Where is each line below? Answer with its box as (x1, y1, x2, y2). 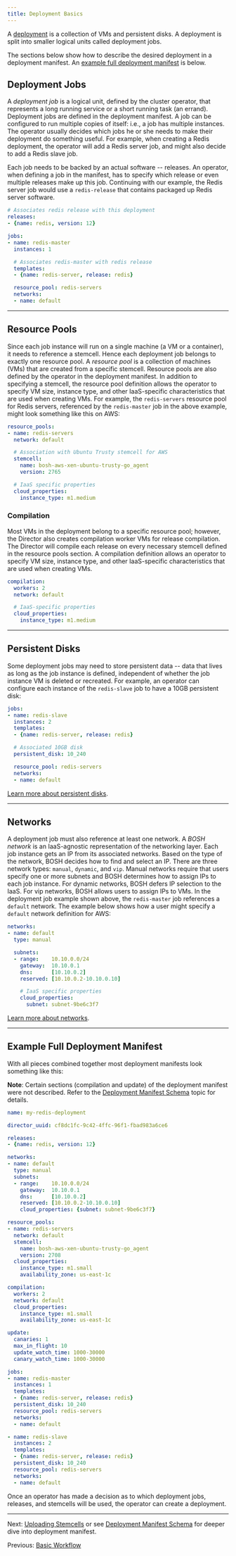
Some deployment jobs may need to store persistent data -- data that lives (7, 661, 223, 670)
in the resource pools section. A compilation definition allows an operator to (7, 549, 226, 558)
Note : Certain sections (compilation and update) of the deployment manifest (7, 1080, 228, 1088)
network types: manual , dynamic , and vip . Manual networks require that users (7, 865, 229, 873)
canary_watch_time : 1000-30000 (13, 1355, 105, 1362)
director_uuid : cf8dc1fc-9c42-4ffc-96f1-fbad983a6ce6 (7, 1122, 169, 1129)
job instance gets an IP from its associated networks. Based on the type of (7, 850, 223, 858)
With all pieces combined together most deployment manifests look (7, 1059, 202, 1067)
